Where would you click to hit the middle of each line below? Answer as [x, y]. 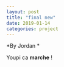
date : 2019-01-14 [28, 23]
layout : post [23, 12]
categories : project [33, 29]
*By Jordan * [23, 46]
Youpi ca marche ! [30, 57]
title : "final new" [31, 18]
